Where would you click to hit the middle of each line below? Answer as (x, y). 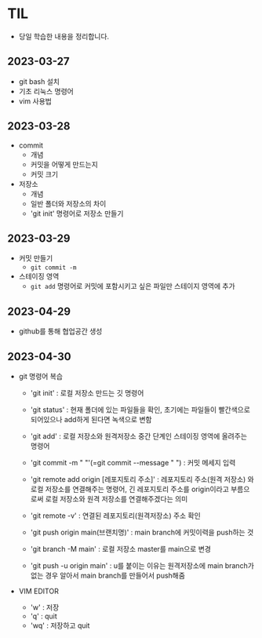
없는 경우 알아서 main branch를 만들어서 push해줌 (108, 575)
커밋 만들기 (36, 258)
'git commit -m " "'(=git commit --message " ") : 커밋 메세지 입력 (133, 463)
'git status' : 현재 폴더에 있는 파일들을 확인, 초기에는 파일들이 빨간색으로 (140, 410)
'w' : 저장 (45, 607)
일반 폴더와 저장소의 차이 (68, 203)
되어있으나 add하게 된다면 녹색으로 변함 (91, 419)
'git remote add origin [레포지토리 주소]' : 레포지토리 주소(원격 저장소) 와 (142, 479)
